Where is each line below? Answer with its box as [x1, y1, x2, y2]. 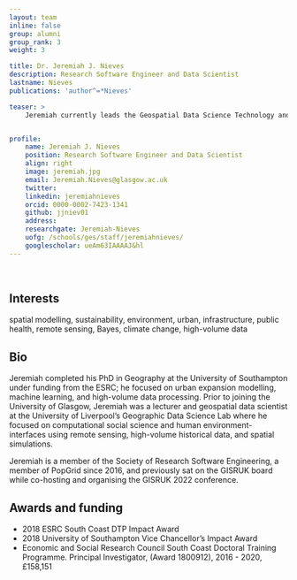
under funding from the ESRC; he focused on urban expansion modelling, [9, 382, 277, 393]
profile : [9, 134, 42, 143]
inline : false [9, 21, 62, 30]
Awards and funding [9, 500, 124, 515]
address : [25, 217, 57, 225]
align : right [25, 159, 73, 168]
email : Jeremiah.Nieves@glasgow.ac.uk [25, 175, 168, 184]
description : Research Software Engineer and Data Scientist [9, 70, 240, 80]
